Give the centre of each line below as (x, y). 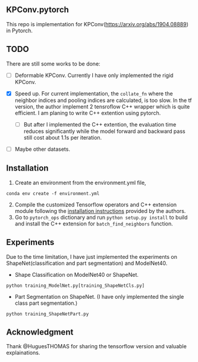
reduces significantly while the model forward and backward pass (104, 131)
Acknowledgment (40, 332)
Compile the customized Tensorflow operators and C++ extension (96, 205)
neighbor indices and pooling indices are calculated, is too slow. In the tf (103, 100)
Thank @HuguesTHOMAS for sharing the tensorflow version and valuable (97, 346)
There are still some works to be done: (53, 64)
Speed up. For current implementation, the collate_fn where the (94, 93)
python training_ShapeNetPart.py (48, 314)
